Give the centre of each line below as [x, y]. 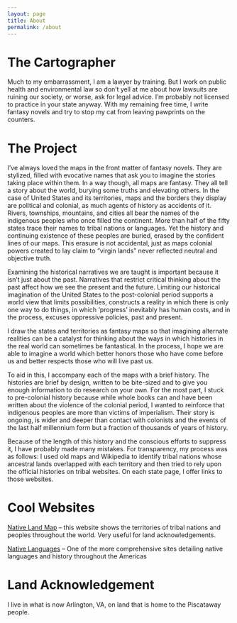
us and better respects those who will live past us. [81, 361]
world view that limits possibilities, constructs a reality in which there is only [118, 302]
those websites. [31, 479]
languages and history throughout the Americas [77, 556]
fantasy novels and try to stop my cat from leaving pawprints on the [106, 112]
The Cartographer [61, 62]
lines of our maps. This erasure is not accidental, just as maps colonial [110, 243]
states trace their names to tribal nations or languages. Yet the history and [116, 228]
